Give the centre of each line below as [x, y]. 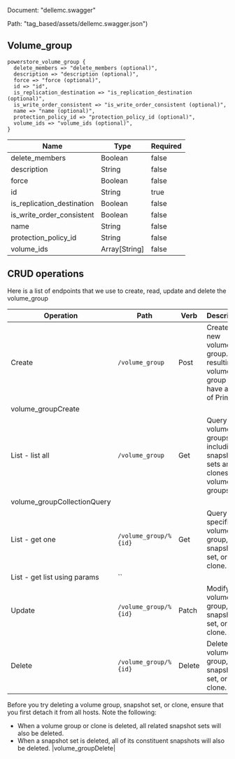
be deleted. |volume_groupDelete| [66, 748]
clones [217, 472]
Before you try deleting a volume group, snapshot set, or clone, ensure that [115, 704]
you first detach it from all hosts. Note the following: [82, 712]
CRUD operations [46, 274]
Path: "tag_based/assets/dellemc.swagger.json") [78, 23]
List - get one [33, 539]
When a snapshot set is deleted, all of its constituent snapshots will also [121, 740]
